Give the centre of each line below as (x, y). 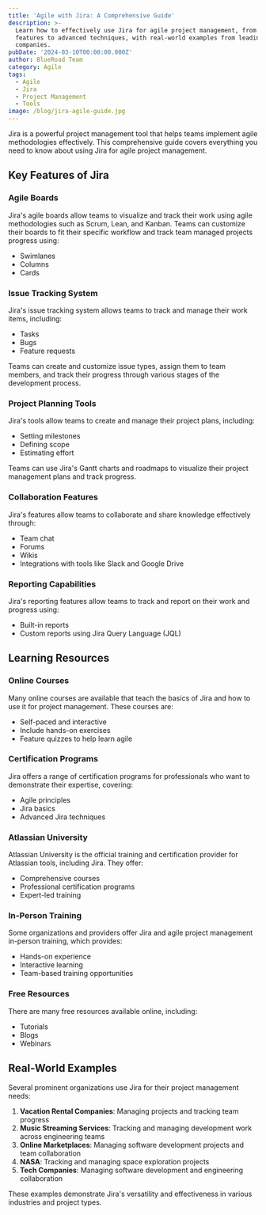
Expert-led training (50, 895)
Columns (34, 264)
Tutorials (34, 1027)
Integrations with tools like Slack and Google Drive (102, 564)
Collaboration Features (53, 497)
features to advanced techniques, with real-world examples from (125, 38)
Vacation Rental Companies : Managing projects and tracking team (129, 1111)
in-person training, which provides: (65, 941)
